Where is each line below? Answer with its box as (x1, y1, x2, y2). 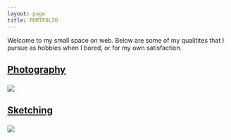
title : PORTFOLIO (7, 17, 58, 24)
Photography (7, 64, 66, 76)
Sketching (7, 104, 53, 116)
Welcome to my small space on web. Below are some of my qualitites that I (7, 36, 225, 44)
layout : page (7, 10, 46, 17)
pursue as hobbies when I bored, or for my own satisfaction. (7, 43, 182, 52)
